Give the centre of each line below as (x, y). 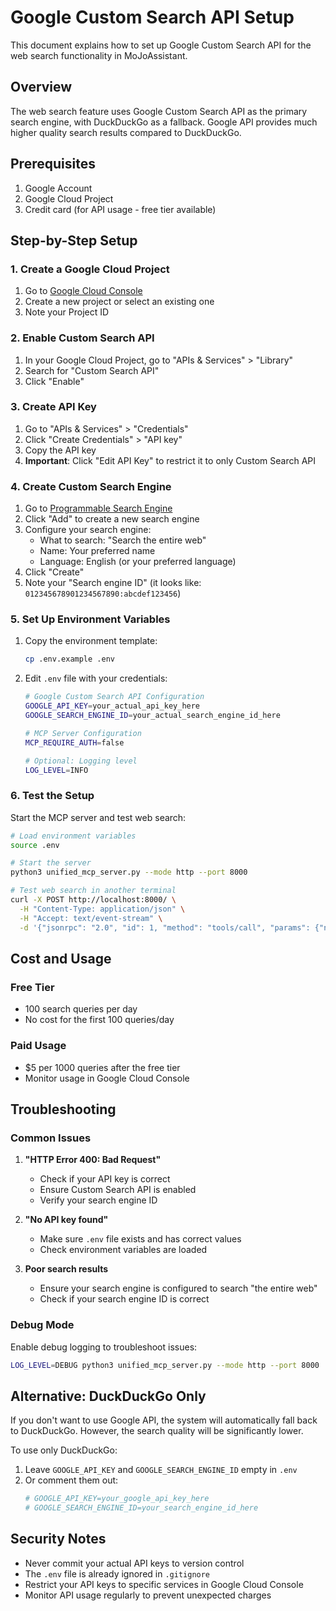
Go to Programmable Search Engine (98, 508)
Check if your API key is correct (105, 1179)
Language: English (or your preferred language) (138, 562)
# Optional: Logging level (81, 761)
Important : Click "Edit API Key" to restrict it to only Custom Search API (170, 460)
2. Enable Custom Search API (82, 338)
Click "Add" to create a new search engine (112, 519)
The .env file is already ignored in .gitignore (117, 1573)
